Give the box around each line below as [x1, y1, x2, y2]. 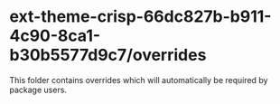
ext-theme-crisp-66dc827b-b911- [9, 6, 272, 27]
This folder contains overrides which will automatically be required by [9, 74, 268, 85]
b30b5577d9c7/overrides [9, 45, 207, 65]
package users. [9, 84, 68, 95]
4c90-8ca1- [9, 25, 101, 46]
